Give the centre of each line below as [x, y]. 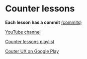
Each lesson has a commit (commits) [43, 22]
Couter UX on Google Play [32, 51]
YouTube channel [23, 32]
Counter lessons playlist [30, 41]
